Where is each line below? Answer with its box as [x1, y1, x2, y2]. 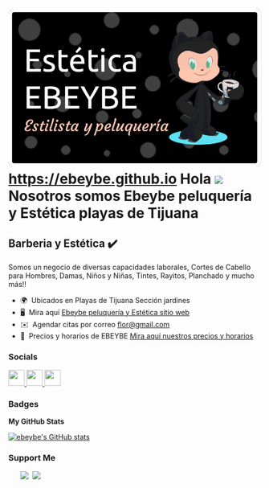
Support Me [8, 453, 56, 464]
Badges [8, 398, 39, 409]
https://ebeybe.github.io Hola [8, 170, 211, 188]
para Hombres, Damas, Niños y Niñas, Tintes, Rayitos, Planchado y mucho [8, 270, 255, 281]
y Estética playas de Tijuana [8, 203, 199, 222]
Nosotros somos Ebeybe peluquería [8, 187, 252, 205]
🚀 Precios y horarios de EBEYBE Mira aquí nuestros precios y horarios [19, 330, 254, 341]
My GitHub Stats [8, 416, 65, 426]
